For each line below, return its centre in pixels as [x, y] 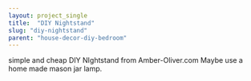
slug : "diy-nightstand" [48, 30]
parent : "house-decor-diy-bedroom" [68, 38]
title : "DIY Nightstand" [51, 23]
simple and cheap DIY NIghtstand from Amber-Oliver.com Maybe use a [125, 60]
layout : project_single [48, 15]
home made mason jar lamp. [55, 69]
